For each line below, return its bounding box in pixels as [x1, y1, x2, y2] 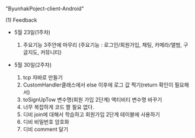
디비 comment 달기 [23, 126, 69, 133]
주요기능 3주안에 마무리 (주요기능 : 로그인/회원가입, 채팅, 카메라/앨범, [23, 41, 182, 48]
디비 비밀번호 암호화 [23, 118, 69, 125]
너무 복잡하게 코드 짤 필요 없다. [23, 104, 94, 110]
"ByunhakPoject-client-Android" [5, 5, 84, 12]
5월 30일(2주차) [14, 62, 52, 68]
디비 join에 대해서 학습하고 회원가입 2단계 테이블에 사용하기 [23, 111, 161, 118]
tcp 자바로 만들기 [23, 74, 63, 81]
